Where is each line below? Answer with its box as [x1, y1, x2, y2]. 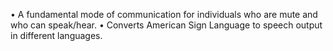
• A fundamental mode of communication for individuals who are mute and [10, 9, 318, 20]
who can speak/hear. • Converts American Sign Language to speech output [10, 19, 323, 31]
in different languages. [10, 30, 103, 41]
